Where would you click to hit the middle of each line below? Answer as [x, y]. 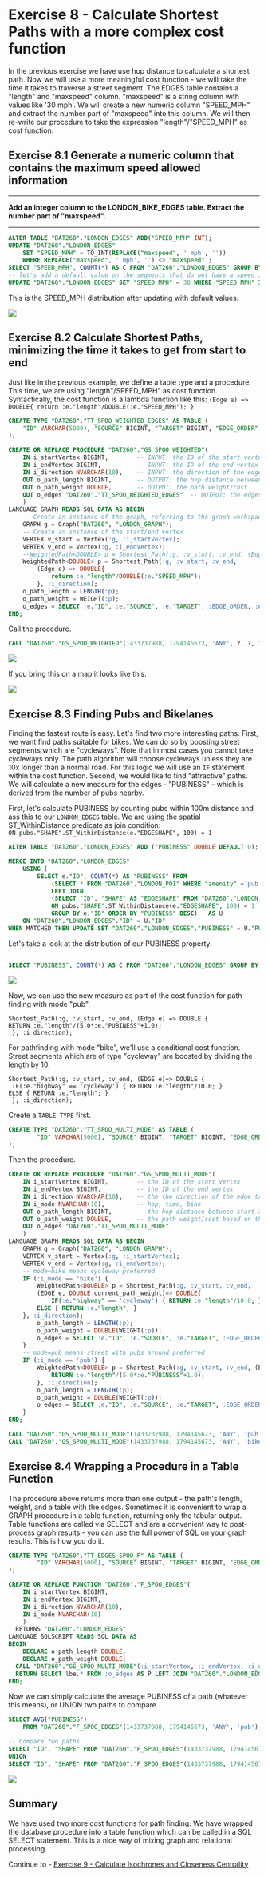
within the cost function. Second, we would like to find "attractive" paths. [128, 776]
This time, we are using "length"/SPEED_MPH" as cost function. [113, 390]
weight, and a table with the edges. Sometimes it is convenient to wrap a [128, 1507]
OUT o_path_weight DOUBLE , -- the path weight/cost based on [137, 1219]
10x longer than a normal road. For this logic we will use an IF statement [126, 767]
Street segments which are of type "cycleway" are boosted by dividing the [130, 1056]
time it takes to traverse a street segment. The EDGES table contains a [124, 88]
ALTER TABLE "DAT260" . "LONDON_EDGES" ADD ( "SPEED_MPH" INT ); [110, 238]
